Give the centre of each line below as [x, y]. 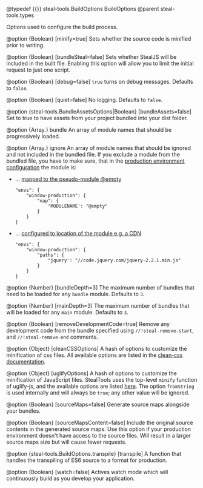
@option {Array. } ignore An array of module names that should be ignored [99, 148]
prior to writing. [25, 45]
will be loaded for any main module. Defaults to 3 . [67, 312]
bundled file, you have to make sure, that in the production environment [95, 161]
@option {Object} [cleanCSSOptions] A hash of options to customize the [97, 349]
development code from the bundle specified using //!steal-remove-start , [100, 330]
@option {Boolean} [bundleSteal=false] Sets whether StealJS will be [92, 57]
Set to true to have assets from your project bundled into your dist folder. [97, 118]
